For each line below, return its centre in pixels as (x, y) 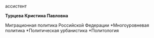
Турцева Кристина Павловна (37, 16)
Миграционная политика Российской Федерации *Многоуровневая (77, 25)
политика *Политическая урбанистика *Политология (62, 30)
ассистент (16, 6)
